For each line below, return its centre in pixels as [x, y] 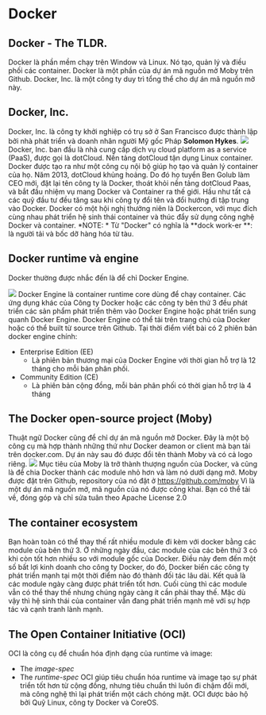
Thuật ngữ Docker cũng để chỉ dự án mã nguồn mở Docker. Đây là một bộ [129, 438]
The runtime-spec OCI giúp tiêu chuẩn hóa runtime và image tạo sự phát [138, 677]
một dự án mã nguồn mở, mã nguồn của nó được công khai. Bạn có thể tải [129, 490]
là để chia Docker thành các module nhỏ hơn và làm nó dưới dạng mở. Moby [133, 472]
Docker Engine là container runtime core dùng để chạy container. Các [132, 294]
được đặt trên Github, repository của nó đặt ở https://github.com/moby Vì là [132, 481]
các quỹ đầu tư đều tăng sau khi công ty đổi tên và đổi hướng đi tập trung [129, 200]
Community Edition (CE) [59, 377]
